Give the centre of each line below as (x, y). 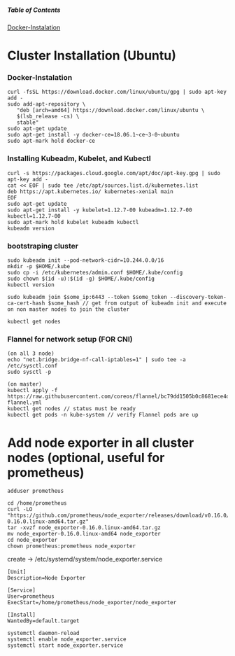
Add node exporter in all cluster (101, 443)
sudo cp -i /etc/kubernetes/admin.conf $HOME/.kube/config (95, 273)
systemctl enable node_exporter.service (67, 640)
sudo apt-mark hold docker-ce (51, 141)
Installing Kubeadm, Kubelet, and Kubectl (79, 159)
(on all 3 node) (31, 354)
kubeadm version (31, 228)
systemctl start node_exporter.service (65, 645)
